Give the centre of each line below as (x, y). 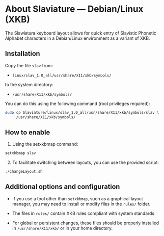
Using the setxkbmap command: (45, 144)
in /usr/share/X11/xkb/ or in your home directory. (62, 228)
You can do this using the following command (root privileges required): (78, 104)
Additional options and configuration (63, 187)
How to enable (27, 132)
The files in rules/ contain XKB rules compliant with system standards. (84, 213)
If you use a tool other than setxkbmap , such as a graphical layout (78, 198)
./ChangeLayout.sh (24, 172)
